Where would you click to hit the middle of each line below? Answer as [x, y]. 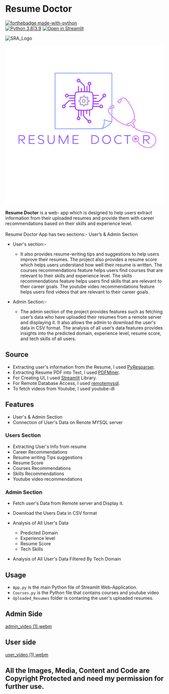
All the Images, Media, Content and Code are [78, 670]
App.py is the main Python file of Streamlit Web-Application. [75, 587]
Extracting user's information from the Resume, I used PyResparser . [84, 367]
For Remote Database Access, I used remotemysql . [66, 383]
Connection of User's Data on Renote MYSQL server [68, 422]
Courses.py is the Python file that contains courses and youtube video [86, 592]
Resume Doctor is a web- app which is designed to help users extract [79, 212]
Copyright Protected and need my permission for [84, 678]
